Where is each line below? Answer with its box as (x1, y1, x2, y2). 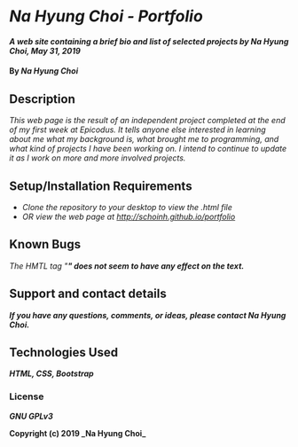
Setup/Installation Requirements (9, 178, 192, 193)
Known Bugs (9, 237, 82, 252)
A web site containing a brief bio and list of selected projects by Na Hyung (9, 35, 289, 46)
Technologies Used (9, 345, 118, 360)
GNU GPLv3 (9, 411, 53, 421)
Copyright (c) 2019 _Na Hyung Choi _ (9, 427, 146, 438)
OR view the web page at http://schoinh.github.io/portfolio (21, 211, 236, 222)
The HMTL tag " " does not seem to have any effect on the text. (9, 260, 245, 271)
